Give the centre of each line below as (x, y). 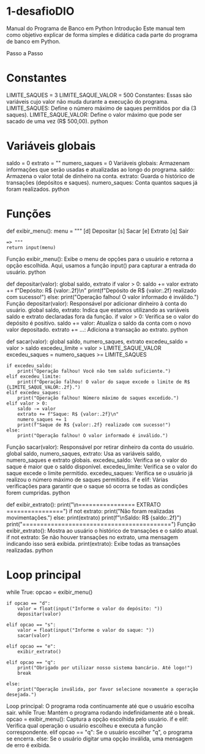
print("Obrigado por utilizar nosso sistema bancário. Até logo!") (105, 667)
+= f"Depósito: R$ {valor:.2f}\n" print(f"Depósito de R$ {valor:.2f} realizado (102, 290)
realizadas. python (30, 550)
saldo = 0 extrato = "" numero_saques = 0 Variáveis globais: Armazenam (98, 163)
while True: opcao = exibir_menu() (50, 592)
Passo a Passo (25, 53)
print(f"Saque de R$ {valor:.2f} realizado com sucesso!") (94, 425)
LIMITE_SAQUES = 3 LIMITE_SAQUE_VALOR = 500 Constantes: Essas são (99, 95)
